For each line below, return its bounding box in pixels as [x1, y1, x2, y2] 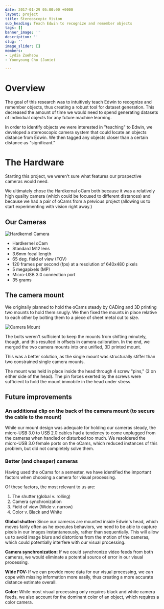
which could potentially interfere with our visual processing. [5, 539, 126, 545]
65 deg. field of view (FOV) [12, 256, 67, 262]
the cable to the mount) [5, 414, 62, 421]
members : [5, 48, 23, 53]
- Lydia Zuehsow [5, 53, 38, 58]
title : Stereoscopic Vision [5, 16, 63, 21]
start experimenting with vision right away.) [5, 204, 93, 210]
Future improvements [5, 393, 72, 401]
